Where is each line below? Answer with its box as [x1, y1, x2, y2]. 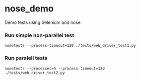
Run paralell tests [4, 55, 48, 62]
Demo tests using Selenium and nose [4, 19, 81, 25]
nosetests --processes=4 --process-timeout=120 [4, 66, 105, 71]
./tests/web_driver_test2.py [4, 70, 65, 75]
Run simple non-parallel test [4, 32, 74, 39]
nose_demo [4, 3, 54, 14]
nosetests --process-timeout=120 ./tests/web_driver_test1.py [4, 43, 136, 48]
